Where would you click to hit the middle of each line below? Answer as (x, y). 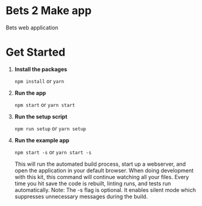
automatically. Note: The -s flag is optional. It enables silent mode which (105, 189)
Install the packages (41, 69)
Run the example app (42, 140)
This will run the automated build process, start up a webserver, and (100, 164)
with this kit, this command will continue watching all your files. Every (102, 177)
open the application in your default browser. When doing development (104, 170)
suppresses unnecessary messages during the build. (81, 196)
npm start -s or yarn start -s (53, 152)
